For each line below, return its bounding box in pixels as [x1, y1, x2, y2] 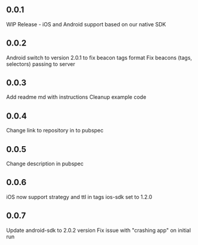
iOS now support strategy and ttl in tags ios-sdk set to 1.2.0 [6, 193, 153, 200]
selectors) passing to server [6, 60, 76, 68]
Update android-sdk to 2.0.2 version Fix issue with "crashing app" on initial [6, 226, 191, 234]
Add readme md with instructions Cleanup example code [6, 93, 147, 101]
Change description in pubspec [6, 160, 84, 167]
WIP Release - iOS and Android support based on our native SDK [6, 20, 166, 28]
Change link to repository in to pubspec [6, 127, 103, 134]
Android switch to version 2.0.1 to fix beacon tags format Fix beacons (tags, [6, 54, 193, 61]
